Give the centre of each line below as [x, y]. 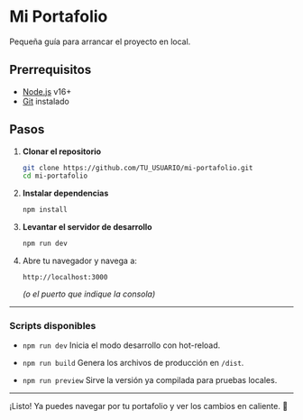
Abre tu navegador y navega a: [80, 261]
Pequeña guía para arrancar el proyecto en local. [100, 41]
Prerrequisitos [50, 70]
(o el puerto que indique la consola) [89, 294]
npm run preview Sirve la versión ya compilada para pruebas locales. [150, 380]
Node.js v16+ [47, 91]
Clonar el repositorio [62, 151]
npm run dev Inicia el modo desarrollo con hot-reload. [121, 345]
